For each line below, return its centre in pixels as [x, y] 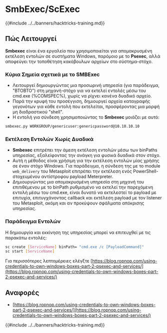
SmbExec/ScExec [42, 9]
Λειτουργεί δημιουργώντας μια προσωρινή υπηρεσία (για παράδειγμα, [86, 85]
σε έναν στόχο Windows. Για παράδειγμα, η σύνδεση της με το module [86, 166]
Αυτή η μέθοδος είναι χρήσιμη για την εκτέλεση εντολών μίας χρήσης [86, 160]
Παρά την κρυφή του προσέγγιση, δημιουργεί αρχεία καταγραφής [81, 101]
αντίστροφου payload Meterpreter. [77, 176]
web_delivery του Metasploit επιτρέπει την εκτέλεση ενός [72, 171]
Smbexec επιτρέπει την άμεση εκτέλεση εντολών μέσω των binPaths [85, 150]
